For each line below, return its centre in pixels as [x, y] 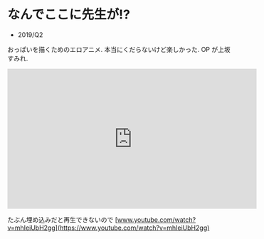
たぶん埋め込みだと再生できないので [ [63, 219]
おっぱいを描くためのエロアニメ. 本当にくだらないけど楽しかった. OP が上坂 [119, 49]
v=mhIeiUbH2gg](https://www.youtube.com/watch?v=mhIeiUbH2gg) [109, 228]
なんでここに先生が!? [69, 15]
